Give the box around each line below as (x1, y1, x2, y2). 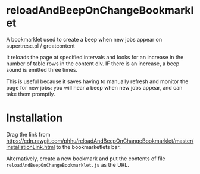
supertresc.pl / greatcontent (6, 42, 76, 49)
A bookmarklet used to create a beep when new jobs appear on (6, 36, 162, 43)
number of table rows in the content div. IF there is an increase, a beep (6, 60, 180, 67)
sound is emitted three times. (6, 66, 78, 73)
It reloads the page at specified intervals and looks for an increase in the (6, 53, 184, 61)
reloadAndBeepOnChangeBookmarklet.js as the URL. (6, 161, 130, 168)
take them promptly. (6, 90, 55, 97)
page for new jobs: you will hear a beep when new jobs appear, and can (6, 84, 183, 91)
